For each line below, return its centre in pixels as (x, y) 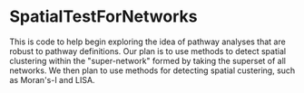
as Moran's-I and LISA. (52, 79)
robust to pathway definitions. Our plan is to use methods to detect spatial (148, 51)
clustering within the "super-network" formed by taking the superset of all (147, 60)
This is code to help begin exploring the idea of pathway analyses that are (147, 42)
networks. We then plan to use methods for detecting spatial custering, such (152, 70)
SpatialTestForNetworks (103, 17)
